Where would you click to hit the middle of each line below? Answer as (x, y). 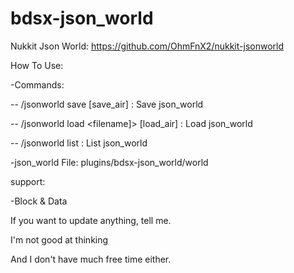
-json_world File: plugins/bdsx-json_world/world (109, 162)
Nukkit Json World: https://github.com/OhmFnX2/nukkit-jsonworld (147, 46)
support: (28, 181)
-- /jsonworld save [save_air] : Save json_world (107, 104)
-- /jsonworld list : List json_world (79, 143)
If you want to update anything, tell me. (91, 220)
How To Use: (37, 65)
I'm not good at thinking (59, 239)
